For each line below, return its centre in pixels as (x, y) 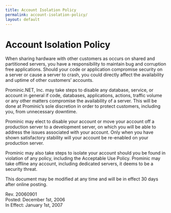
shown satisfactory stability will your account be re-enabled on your (77, 138)
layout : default (22, 19)
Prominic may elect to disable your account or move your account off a (80, 121)
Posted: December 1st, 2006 (35, 200)
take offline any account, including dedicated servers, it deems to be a (79, 164)
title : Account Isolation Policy (41, 10)
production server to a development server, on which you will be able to (81, 127)
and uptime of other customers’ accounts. (49, 80)
